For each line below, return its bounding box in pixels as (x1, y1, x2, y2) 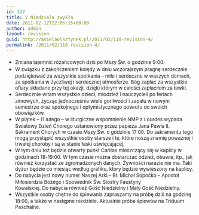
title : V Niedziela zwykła (6, 14, 74, 20)
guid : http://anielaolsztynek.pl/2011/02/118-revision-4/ (6, 36, 154, 42)
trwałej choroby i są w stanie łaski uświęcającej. (14, 140, 125, 147)
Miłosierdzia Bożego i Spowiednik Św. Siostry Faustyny (14, 179, 142, 185)
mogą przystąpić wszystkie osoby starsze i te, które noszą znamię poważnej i (14, 134, 193, 141)
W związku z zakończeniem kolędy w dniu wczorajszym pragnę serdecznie (14, 66, 188, 72)
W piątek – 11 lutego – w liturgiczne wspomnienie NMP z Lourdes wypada (14, 116, 182, 122)
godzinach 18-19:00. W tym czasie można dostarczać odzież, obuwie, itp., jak (14, 153, 193, 160)
